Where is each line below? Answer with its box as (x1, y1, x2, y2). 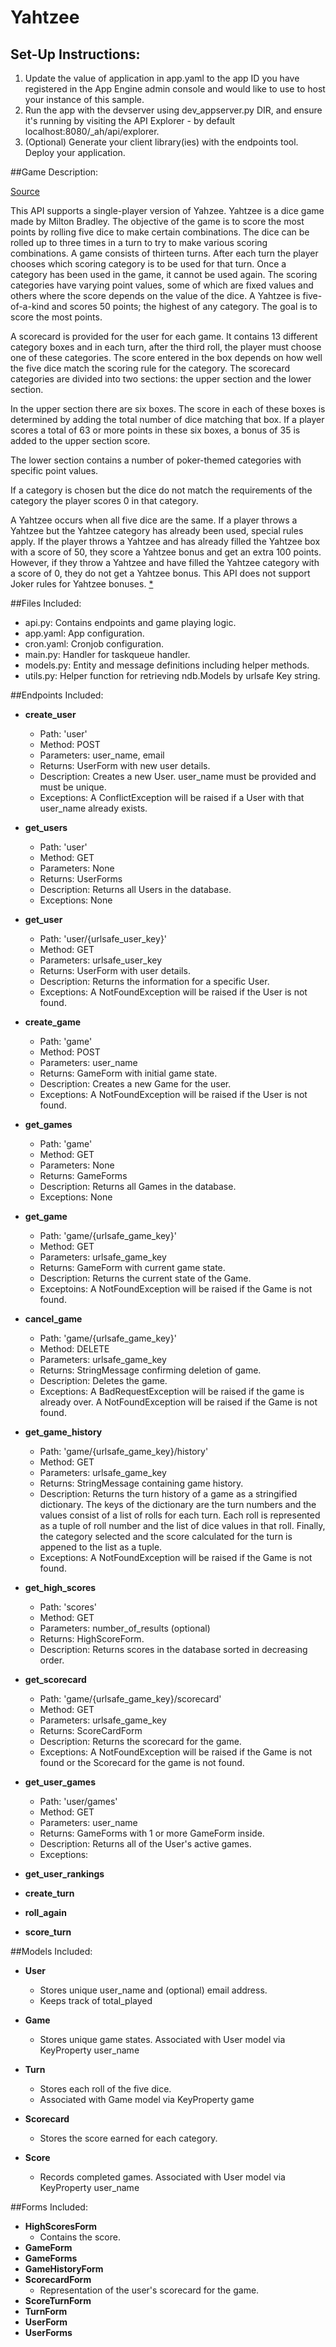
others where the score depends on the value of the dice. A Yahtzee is (10, 290, 301, 301)
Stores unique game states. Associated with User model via (39, 2034, 286, 2045)
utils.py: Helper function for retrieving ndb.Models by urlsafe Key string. (24, 670, 321, 681)
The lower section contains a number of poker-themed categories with (10, 454, 302, 466)
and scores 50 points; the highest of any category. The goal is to (51, 301, 318, 312)
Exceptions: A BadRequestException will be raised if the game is (39, 1386, 305, 1397)
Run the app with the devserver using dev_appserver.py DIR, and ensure (24, 104, 323, 116)
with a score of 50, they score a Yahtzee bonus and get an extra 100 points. (10, 546, 322, 558)
